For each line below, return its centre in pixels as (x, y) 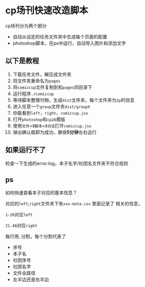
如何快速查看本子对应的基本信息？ (41, 193)
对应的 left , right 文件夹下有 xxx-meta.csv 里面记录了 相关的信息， (74, 204)
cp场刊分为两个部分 (26, 26)
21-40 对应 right (21, 226)
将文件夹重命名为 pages (36, 81)
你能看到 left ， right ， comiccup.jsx (50, 113)
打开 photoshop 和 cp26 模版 (39, 119)
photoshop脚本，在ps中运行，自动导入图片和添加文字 (69, 43)
